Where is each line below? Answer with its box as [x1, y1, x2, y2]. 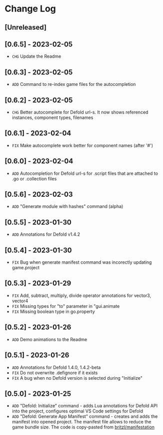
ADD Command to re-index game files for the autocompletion [11, 81, 136, 87]
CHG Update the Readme [11, 53, 61, 59]
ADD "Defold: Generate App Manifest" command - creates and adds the [11, 413, 158, 419]
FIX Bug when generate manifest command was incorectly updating [11, 259, 152, 265]
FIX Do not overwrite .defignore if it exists [11, 370, 98, 376]
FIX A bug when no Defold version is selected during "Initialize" [11, 375, 143, 381]
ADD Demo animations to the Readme [11, 336, 87, 342]
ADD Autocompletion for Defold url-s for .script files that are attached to [11, 170, 158, 176]
